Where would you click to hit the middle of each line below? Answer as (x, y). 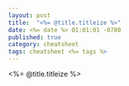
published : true (35, 37)
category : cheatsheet (44, 45)
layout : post (29, 15)
